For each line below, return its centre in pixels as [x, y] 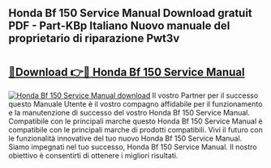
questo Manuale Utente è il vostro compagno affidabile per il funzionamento [135, 104]
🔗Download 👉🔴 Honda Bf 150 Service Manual [127, 72]
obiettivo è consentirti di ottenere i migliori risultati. [93, 155]
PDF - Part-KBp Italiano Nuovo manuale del [119, 26]
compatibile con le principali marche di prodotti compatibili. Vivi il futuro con [136, 130]
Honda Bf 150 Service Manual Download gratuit [131, 13]
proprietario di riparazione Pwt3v [94, 38]
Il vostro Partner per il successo [205, 95]
